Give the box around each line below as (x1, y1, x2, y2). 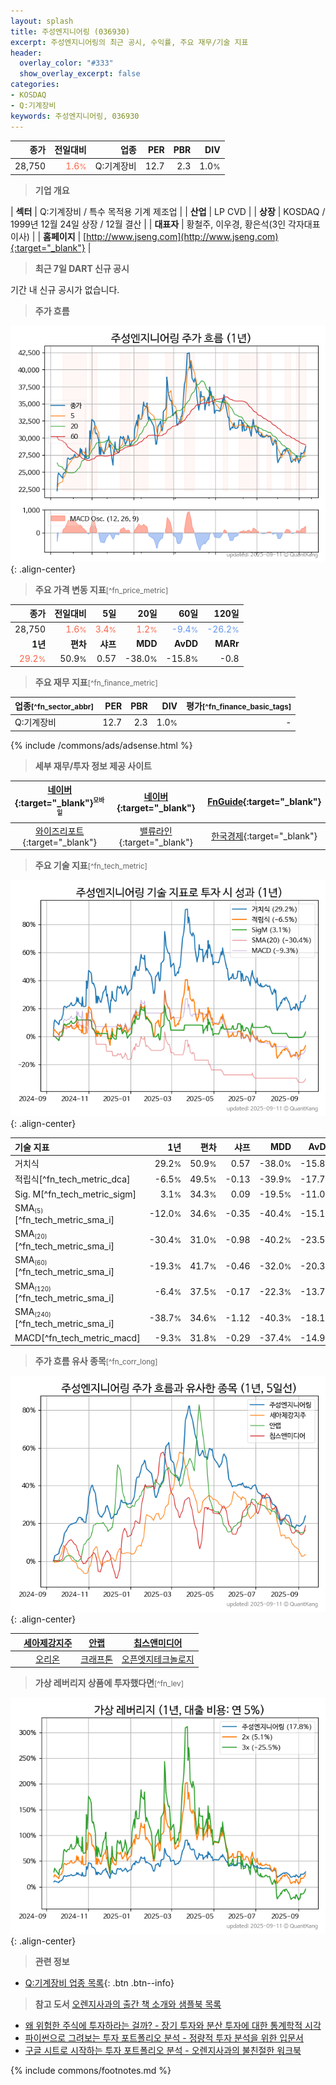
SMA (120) (14, 1280, 52, 1293)
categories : (10, 80, 60, 90)
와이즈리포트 (35, 825, 85, 837)
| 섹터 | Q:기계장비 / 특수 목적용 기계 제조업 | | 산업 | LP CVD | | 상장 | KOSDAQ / (10, 205, 326, 217)
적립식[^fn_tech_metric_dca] (14, 1173, 131, 1185)
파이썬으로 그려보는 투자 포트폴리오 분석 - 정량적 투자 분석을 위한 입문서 (24, 2032, 304, 2044)
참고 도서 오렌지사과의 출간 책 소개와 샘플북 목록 (34, 1998, 222, 2010)
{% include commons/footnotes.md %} (10, 2065, 172, 2077)
